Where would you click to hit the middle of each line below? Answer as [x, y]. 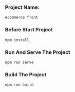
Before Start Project [29, 30]
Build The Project [26, 74]
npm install [17, 40]
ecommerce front [21, 18]
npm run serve [19, 62]
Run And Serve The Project [38, 52]
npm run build [19, 85]
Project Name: [22, 7]
